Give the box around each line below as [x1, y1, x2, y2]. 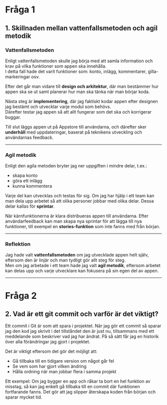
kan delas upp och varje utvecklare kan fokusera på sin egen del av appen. [5, 268, 159, 274]
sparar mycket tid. [5, 394, 42, 400]
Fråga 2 [5, 290, 37, 301]
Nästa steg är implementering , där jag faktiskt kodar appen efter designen [5, 98, 158, 104]
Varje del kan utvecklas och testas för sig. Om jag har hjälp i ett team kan [5, 193, 155, 199]
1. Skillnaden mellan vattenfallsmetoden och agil [5, 24, 158, 32]
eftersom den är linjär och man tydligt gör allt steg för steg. [5, 257, 126, 263]
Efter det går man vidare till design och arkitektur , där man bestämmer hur [5, 83, 159, 89]
